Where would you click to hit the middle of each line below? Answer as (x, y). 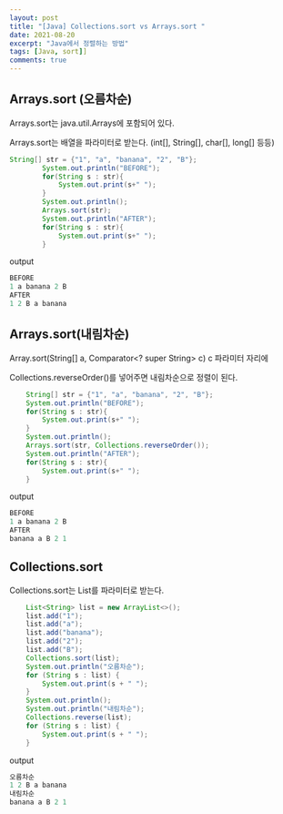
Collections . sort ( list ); (73, 658)
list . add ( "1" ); (55, 616)
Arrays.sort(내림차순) (70, 335)
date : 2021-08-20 (42, 35)
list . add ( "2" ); (55, 641)
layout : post (34, 18)
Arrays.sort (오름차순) (71, 100)
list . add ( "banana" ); (65, 633)
